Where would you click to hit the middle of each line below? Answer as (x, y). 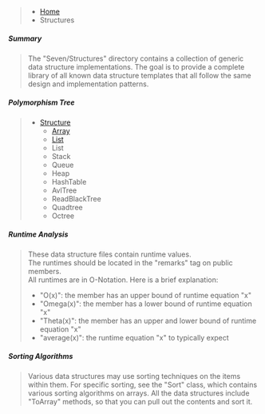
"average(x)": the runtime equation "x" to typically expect (134, 337)
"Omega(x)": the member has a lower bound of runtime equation (146, 304)
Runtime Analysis (38, 234)
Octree (63, 216)
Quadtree (67, 207)
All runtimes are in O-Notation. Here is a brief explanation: (123, 280)
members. (44, 271)
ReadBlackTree (76, 198)
